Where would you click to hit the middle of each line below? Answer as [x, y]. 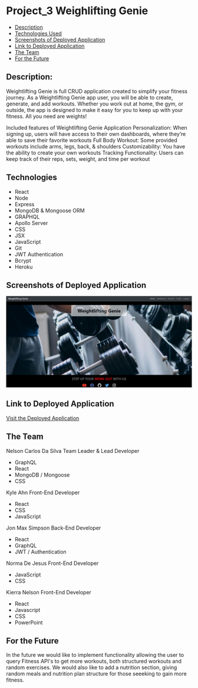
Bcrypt [23, 260]
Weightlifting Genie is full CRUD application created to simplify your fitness [97, 91]
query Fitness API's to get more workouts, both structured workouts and [94, 661]
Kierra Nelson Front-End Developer [49, 592]
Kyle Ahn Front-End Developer [43, 492]
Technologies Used [38, 33]
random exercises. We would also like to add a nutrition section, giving [92, 667]
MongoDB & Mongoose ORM [49, 210]
